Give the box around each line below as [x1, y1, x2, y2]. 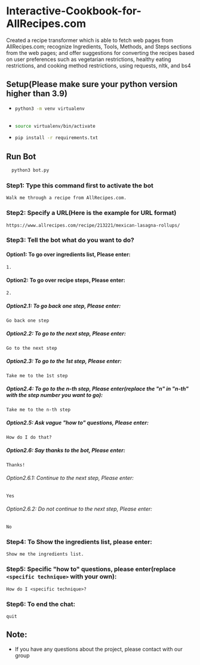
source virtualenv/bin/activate [14, 123, 96, 129]
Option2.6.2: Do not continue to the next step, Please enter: [6, 506, 152, 513]
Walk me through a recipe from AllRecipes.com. [6, 195, 127, 201]
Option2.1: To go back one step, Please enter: [6, 303, 121, 310]
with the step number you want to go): [6, 392, 103, 399]
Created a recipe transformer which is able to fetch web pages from [6, 36, 174, 44]
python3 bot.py [11, 167, 50, 174]
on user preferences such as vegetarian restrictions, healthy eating [6, 56, 171, 63]
